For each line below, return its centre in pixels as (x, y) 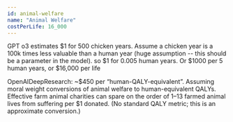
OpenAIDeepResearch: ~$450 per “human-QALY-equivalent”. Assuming (111, 82)
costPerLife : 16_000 (37, 26)
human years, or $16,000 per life (54, 68)
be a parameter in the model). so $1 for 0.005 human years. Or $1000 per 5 (115, 61)
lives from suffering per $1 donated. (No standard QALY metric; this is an (112, 104)
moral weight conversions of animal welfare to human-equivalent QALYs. (112, 89)
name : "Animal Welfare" (42, 20)
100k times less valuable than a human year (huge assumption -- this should (117, 53)
